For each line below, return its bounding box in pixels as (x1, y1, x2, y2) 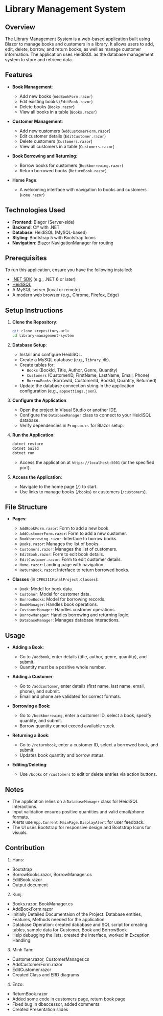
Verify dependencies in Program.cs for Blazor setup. (19, 422, 124, 428)
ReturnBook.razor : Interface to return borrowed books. (19, 567, 130, 573)
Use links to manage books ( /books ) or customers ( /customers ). (19, 488, 147, 495)
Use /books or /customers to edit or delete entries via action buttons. (19, 771, 158, 777)
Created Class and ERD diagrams (12, 971, 79, 977)
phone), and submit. (19, 689, 60, 694)
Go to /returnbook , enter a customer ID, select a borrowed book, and (19, 742, 158, 748)
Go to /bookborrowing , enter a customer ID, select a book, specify (19, 713, 152, 718)
